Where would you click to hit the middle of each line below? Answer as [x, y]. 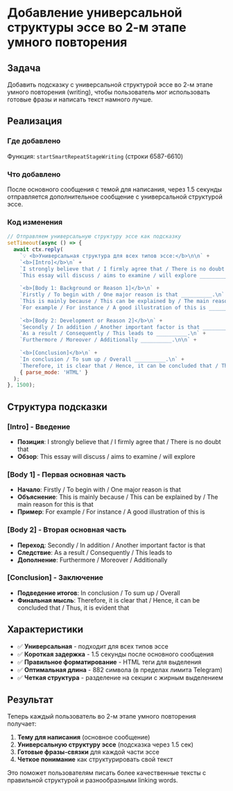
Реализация [35, 121]
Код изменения [35, 222]
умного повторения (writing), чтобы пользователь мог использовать [109, 92]
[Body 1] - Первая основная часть [67, 474]
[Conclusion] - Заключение [55, 578]
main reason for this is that [55, 505]
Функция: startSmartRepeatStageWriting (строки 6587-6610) [95, 156]
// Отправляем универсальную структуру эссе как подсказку [94, 237]
